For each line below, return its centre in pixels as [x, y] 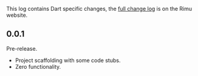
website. [17, 15]
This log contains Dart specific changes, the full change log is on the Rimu [99, 9]
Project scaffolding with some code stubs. [68, 60]
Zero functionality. [38, 66]
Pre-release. [22, 48]
